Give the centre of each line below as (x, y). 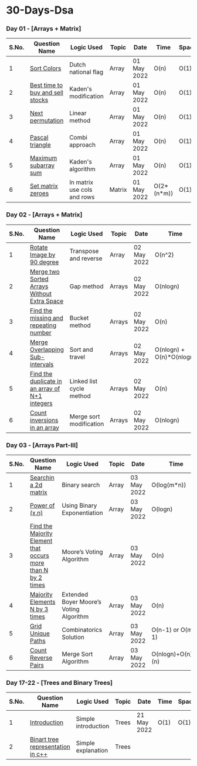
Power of (43, 505)
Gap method (86, 286)
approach (83, 145)
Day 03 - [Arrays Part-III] (42, 445)
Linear (78, 114)
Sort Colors (46, 68)
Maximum (44, 158)
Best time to (47, 85)
